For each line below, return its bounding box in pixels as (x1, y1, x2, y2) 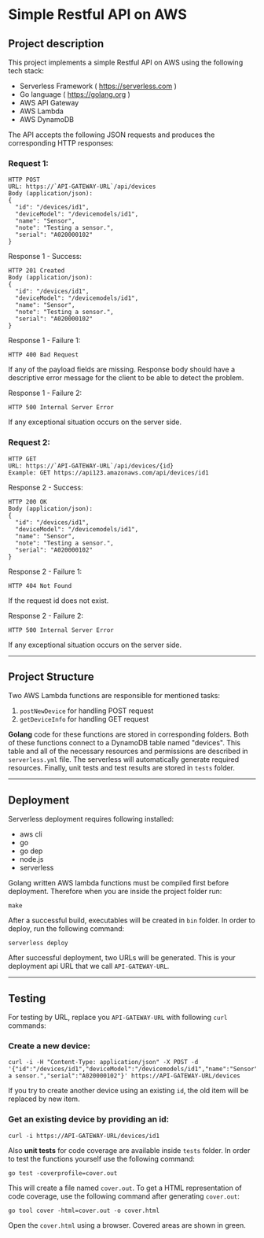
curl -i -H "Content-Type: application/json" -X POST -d (8, 1059, 199, 1066)
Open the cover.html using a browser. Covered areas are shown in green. (8, 1220, 246, 1229)
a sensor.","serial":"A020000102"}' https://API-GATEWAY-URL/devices (8, 1072, 241, 1080)
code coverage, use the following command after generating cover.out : (8, 1191, 240, 1201)
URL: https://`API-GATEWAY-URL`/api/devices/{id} (8, 462, 174, 470)
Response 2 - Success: (8, 482, 84, 492)
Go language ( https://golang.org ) (19, 90, 131, 99)
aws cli (19, 830, 43, 839)
